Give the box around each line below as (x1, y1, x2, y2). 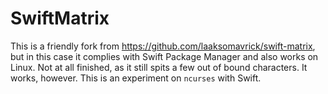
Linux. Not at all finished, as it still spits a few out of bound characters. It (10, 61, 308, 73)
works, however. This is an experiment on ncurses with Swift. (10, 72, 262, 84)
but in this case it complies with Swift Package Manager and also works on (10, 50, 319, 62)
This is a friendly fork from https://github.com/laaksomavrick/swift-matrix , (10, 40, 316, 52)
